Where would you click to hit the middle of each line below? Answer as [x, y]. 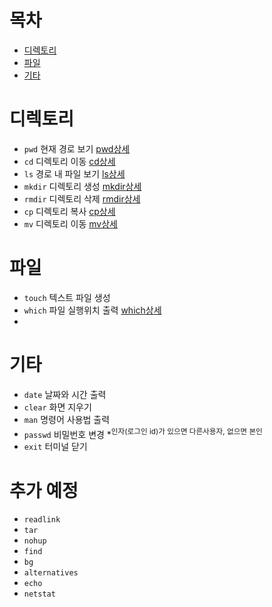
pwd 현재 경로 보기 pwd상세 [77, 148]
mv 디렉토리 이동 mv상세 [70, 223]
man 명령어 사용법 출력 [67, 419]
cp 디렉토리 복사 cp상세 [69, 211]
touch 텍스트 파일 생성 [67, 297]
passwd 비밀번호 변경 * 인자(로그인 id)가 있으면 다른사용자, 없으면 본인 [143, 433]
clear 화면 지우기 [57, 407]
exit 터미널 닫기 [55, 447]
